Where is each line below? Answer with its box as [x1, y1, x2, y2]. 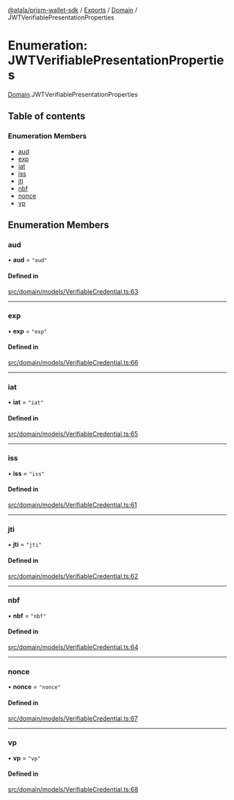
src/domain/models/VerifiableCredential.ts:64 [8, 643, 139, 652]
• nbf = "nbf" [8, 611, 47, 620]
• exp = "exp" [8, 327, 47, 335]
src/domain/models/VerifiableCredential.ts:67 [8, 714, 138, 723]
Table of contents [8, 111, 85, 123]
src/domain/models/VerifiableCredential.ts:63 [8, 287, 138, 295]
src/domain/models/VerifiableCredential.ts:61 [8, 501, 137, 509]
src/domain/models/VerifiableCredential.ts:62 [8, 572, 138, 580]
